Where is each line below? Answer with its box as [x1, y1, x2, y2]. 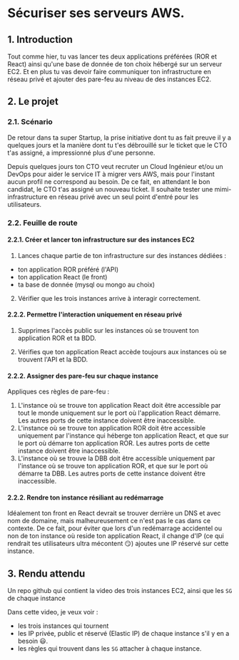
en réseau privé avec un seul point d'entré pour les [49, 192, 199, 201]
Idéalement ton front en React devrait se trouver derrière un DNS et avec [7, 509, 221, 517]
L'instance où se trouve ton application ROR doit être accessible [17, 424, 205, 433]
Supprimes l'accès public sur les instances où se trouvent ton [17, 326, 199, 335]
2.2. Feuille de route [7, 217, 78, 227]
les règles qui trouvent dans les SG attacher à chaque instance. [17, 644, 202, 653]
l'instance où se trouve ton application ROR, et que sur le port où [17, 462, 208, 470]
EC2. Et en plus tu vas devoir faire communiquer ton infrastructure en [7, 68, 212, 76]
